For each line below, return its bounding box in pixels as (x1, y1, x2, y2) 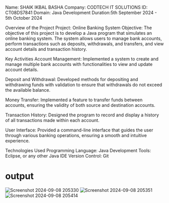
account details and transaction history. (5, 46, 87, 52)
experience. (5, 138, 30, 144)
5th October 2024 (5, 15, 43, 21)
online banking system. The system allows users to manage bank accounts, (5, 35, 162, 41)
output (5, 171, 34, 182)
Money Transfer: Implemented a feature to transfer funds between (5, 97, 143, 103)
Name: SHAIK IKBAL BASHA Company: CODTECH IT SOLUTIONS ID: (5, 5, 148, 10)
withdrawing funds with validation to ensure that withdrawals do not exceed (5, 82, 162, 88)
